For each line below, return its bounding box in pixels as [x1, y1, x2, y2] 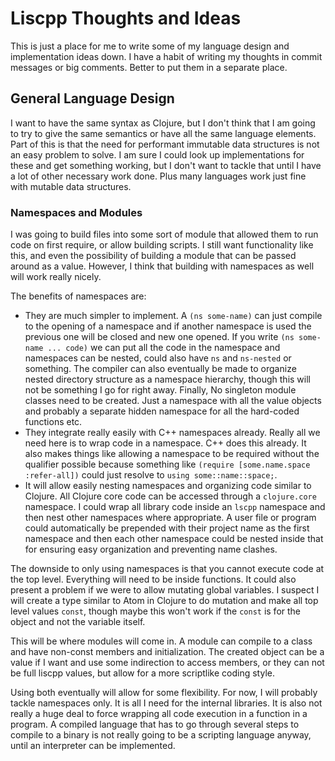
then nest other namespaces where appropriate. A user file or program [24, 512, 317, 524]
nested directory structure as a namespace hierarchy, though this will [24, 373, 311, 386]
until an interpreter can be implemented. [10, 740, 176, 752]
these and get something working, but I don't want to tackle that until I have [10, 159, 322, 171]
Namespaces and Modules [10, 205, 143, 219]
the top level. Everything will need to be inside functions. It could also [10, 573, 297, 586]
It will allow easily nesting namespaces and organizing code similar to [24, 480, 312, 492]
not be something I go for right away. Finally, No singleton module [24, 384, 297, 396]
